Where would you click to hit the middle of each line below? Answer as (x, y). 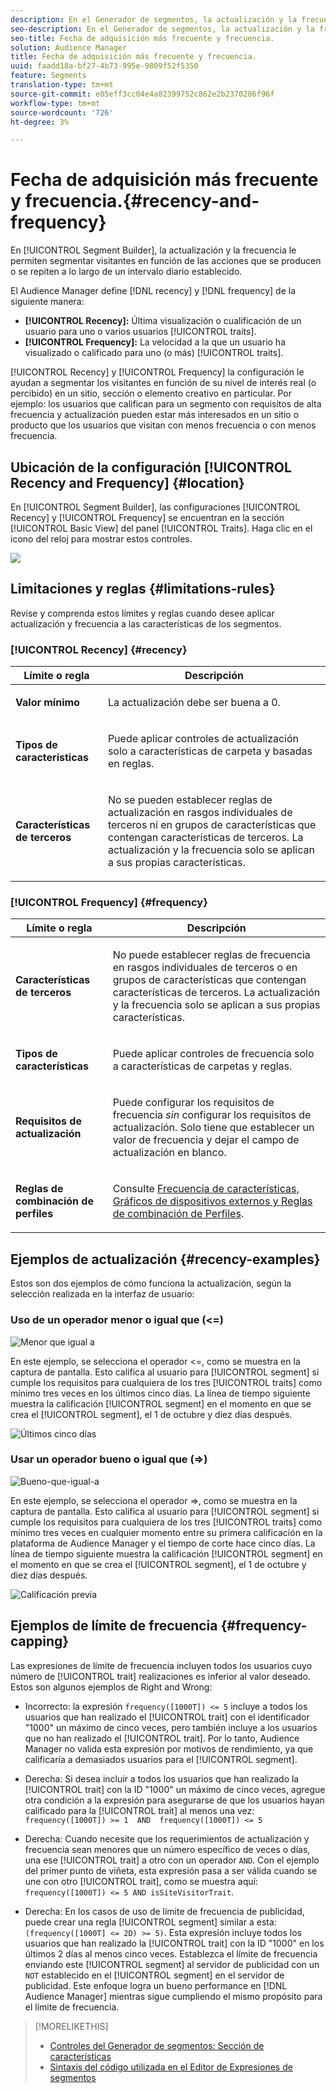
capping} (40, 1641)
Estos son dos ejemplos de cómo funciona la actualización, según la (151, 1283)
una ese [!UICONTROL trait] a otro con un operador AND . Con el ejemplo (172, 1860)
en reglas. (131, 764)
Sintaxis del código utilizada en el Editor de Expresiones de (171, 2067)
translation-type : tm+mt (62, 85)
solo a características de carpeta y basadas (210, 751)
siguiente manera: (47, 302)
